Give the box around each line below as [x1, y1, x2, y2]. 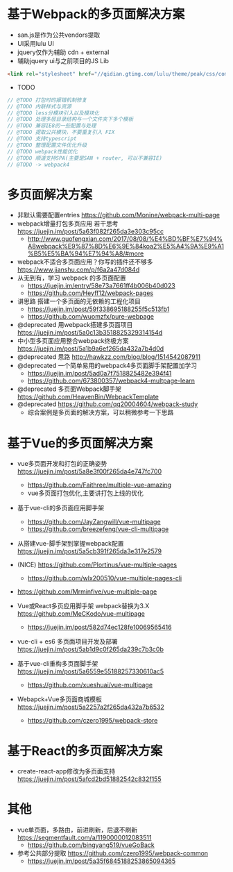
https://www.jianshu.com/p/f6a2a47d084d [17, 265, 140, 274]
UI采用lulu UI [17, 39, 54, 47]
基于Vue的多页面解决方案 [7, 435, 153, 451]
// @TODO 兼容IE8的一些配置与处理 [7, 122, 96, 129]
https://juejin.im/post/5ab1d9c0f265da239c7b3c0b [17, 645, 164, 653]
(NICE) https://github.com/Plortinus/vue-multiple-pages [17, 560, 178, 569]
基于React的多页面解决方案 [7, 743, 163, 759]
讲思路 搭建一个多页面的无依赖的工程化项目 [17, 297, 141, 305]
